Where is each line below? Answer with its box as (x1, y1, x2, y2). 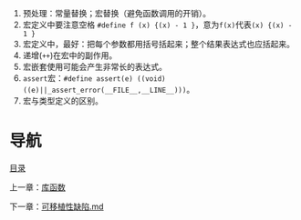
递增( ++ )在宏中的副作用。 (22, 50, 118, 61)
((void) (136, 75, 166, 84)
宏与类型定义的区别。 (22, 95, 103, 106)
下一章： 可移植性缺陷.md (9, 201, 104, 212)
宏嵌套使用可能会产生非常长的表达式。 (22, 62, 167, 72)
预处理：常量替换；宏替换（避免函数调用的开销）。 (22, 8, 212, 18)
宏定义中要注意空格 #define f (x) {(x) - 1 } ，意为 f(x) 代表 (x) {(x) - (22, 19, 293, 30)
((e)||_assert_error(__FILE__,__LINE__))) (22, 85, 187, 95)
